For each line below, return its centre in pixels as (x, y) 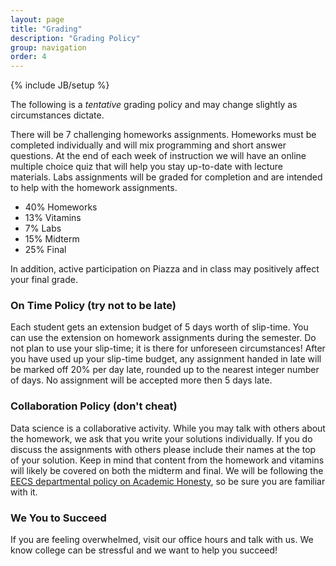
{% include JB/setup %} (60, 85)
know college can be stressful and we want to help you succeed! (144, 550)
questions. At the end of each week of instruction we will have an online (158, 156)
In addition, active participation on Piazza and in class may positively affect (165, 269)
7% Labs (43, 228)
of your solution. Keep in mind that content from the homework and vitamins (167, 460)
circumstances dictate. (57, 115)
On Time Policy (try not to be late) (93, 306)
